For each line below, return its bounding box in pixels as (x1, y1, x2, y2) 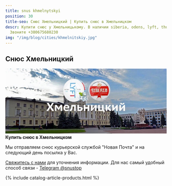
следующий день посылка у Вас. (5, 150, 78, 156)
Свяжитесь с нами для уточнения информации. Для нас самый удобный (5, 159, 165, 166)
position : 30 (5, 13, 33, 19)
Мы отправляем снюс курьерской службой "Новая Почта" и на (5, 144, 145, 150)
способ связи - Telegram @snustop (5, 165, 82, 171)
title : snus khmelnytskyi (5, 8, 60, 13)
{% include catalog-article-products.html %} (5, 175, 100, 181)
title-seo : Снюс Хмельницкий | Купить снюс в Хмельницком (5, 19, 132, 24)
